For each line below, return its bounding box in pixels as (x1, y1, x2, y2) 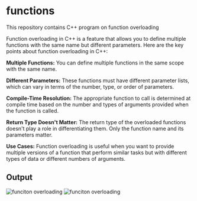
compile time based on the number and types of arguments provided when (6, 100, 189, 108)
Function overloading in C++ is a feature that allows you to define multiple (6, 35, 186, 42)
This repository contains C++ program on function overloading (6, 24, 159, 31)
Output (6, 173, 33, 183)
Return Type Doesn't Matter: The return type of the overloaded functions (6, 118, 186, 125)
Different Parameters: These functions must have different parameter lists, (6, 77, 189, 84)
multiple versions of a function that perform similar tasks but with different (6, 149, 188, 156)
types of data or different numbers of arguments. (6, 155, 126, 162)
